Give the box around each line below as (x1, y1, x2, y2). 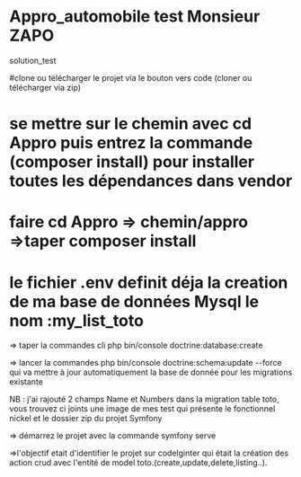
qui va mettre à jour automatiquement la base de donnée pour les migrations (9, 367, 293, 378)
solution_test (9, 55, 57, 66)
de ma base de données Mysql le (9, 291, 259, 312)
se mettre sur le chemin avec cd (9, 114, 252, 134)
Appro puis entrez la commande (9, 133, 253, 154)
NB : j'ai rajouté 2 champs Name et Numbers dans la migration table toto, (9, 393, 280, 405)
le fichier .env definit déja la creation (9, 272, 288, 293)
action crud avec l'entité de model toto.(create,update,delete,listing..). (9, 457, 268, 468)
